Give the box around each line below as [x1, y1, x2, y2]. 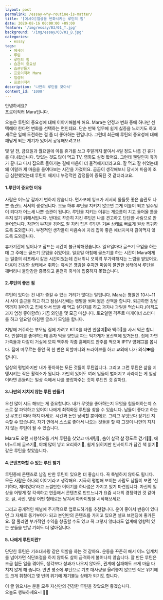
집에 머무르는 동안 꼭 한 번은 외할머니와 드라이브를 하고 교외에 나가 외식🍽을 [11, 346, 155, 352]
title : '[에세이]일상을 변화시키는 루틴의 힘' [5, 16, 86, 21]
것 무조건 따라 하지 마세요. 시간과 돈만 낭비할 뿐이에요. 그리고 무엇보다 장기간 [5, 412, 150, 418]
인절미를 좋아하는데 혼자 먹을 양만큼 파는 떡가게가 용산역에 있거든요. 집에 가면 [11, 333, 158, 339]
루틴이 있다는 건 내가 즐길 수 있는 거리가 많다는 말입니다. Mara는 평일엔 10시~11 [5, 292, 156, 298]
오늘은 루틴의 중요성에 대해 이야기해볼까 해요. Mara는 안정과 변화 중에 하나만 [5, 119, 150, 125]
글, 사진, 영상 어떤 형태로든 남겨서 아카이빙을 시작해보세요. [11, 496, 122, 502]
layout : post [5, 7, 32, 12]
